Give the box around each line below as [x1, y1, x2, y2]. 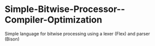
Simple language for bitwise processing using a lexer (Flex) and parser [4, 30, 150, 36]
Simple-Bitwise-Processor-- [4, 3, 125, 15]
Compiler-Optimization [4, 14, 102, 25]
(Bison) [4, 36, 19, 42]
